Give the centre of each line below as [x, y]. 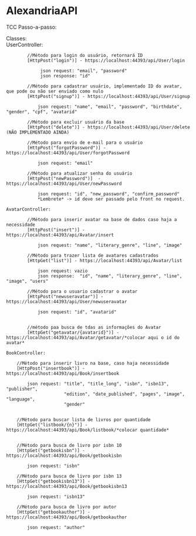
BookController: [26, 353]
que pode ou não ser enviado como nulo [55, 91]
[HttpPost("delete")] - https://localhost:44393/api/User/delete [109, 127]
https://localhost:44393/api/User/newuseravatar [67, 301]
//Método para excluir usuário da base [76, 122]
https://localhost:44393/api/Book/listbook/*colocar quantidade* [87, 430]
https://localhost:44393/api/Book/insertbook [62, 374]
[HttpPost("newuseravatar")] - [65, 296]
